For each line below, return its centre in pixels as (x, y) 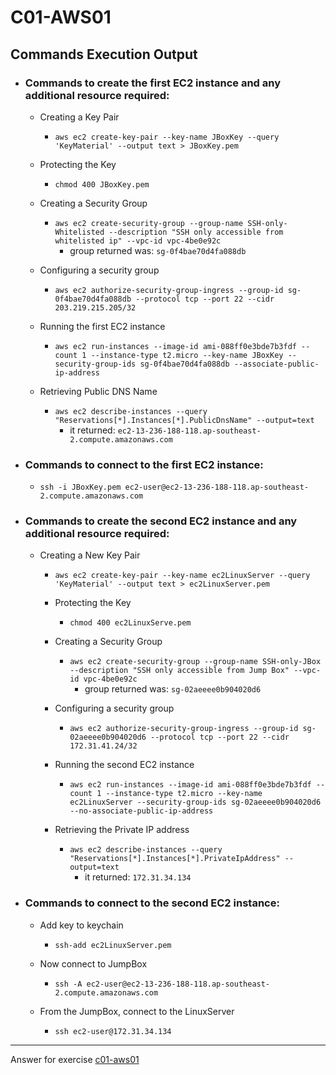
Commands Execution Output (104, 54)
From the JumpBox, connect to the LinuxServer (137, 1011)
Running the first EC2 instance (102, 326)
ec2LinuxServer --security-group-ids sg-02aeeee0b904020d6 (195, 802)
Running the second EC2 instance (124, 765)
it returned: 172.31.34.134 (138, 877)
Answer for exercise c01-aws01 (75, 1059)
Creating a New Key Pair (90, 555)
